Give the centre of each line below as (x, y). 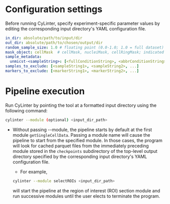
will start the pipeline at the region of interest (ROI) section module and (86, 190)
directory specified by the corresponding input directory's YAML (80, 156)
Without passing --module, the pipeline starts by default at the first (82, 130)
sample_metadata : (24, 57)
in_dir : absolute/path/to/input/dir (44, 38)
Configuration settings (54, 9)
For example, (34, 172)
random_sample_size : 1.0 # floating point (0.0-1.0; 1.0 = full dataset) (85, 47)
